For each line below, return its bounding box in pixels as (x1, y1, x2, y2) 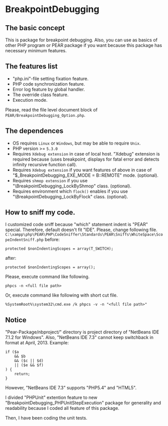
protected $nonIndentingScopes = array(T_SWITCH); (5, 246, 114, 251)
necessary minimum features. (5, 48, 67, 53)
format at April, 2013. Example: (5, 340, 69, 346)
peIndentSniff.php (5, 238, 44, 243)
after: (5, 255, 17, 261)
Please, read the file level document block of (5, 107, 98, 113)
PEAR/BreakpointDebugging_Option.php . (5, 112, 86, 118)
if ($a (5, 349, 19, 354)
